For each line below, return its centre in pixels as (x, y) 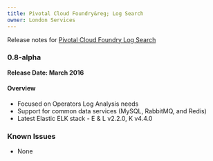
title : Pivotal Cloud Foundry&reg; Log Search (75, 13)
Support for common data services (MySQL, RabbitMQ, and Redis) (112, 111)
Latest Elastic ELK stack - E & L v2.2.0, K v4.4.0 (85, 119)
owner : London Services (41, 20)
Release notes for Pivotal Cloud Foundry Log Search (82, 39)
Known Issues (31, 136)
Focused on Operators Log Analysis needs (78, 104)
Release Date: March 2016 (46, 73)
